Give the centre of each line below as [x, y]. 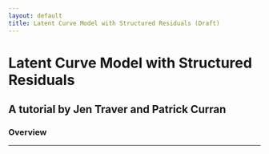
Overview [28, 132]
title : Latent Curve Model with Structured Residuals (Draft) [114, 23]
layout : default [35, 16]
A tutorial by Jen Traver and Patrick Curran [117, 109]
